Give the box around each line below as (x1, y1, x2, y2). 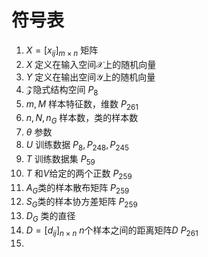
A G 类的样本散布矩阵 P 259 (25, 181, 130, 196)
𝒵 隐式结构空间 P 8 (25, 83, 99, 98)
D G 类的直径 (25, 210, 76, 224)
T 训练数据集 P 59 (25, 152, 96, 167)
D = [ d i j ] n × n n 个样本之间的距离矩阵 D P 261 (25, 224, 199, 238)
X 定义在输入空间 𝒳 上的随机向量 (25, 58, 157, 70)
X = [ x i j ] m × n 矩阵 (25, 44, 99, 58)
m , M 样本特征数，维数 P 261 (25, 97, 139, 112)
